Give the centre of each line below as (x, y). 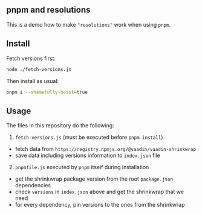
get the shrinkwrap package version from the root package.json (94, 179)
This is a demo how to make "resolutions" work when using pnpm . (89, 24)
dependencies (33, 186)
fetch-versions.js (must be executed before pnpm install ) (89, 137)
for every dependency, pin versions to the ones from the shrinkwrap (100, 205)
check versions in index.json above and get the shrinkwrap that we (99, 192)
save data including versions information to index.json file (87, 155)
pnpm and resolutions (48, 10)
